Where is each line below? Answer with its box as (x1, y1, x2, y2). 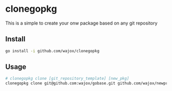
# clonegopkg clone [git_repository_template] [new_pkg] (5, 76, 130, 81)
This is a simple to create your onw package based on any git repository (5, 20, 158, 26)
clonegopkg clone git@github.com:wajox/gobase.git (5, 81, 116, 86)
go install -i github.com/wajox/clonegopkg (5, 48, 100, 54)
